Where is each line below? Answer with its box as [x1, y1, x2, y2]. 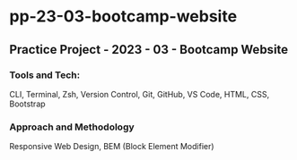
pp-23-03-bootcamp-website [9, 6, 238, 27]
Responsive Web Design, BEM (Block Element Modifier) [9, 141, 214, 152]
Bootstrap [9, 98, 47, 109]
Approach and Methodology [9, 121, 135, 133]
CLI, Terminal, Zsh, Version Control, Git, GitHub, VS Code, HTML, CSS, [9, 88, 270, 99]
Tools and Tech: [9, 69, 81, 81]
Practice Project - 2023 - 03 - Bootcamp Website [9, 42, 289, 57]
